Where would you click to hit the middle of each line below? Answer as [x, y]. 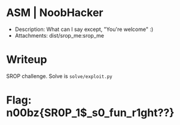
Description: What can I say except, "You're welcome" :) [84, 29]
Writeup [27, 60]
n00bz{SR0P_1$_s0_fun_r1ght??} [90, 113]
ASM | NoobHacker [55, 13]
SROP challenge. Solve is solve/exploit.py [59, 76]
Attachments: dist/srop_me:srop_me [60, 35]
